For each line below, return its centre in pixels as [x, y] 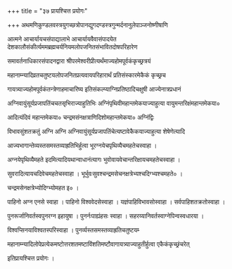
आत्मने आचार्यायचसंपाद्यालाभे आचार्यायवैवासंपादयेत [62, 39]
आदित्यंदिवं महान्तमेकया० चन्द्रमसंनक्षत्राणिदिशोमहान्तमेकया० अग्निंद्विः [81, 117]
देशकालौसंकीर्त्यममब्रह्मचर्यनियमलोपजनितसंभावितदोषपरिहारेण [72, 47]
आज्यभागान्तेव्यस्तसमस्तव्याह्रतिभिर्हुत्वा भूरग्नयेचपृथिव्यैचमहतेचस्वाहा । [82, 145]
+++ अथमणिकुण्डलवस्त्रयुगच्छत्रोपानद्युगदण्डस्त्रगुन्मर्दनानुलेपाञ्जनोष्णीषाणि [88, 25]
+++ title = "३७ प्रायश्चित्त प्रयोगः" [47, 11]
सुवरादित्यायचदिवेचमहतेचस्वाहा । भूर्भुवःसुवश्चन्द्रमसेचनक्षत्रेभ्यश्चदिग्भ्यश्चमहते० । [95, 174]
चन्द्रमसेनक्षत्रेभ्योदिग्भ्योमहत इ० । [43, 188]
